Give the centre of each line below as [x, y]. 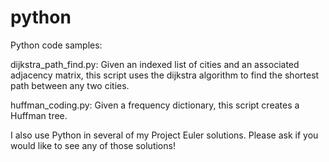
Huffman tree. [39, 115]
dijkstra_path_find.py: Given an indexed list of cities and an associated [155, 64]
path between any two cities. [70, 85]
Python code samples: [56, 45]
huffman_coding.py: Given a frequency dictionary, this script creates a [155, 105]
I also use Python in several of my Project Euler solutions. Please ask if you [164, 135]
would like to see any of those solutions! [93, 145]
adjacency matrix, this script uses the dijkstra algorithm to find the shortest [165, 75]
